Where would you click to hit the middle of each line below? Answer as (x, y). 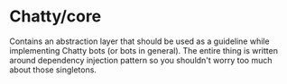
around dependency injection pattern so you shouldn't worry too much (141, 60)
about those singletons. (53, 70)
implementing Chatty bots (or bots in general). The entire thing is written (143, 50)
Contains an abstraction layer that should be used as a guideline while (139, 41)
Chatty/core (56, 17)
